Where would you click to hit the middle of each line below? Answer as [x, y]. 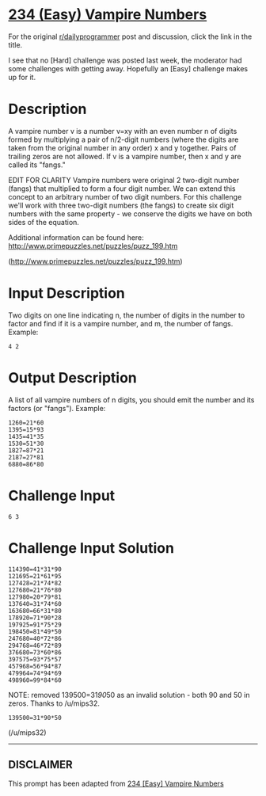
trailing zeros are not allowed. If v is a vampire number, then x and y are [125, 156]
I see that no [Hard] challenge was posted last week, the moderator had [125, 60]
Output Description [72, 378]
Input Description [66, 293]
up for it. [22, 77]
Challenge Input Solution [91, 548]
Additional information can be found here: [76, 237]
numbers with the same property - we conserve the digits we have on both [130, 213]
